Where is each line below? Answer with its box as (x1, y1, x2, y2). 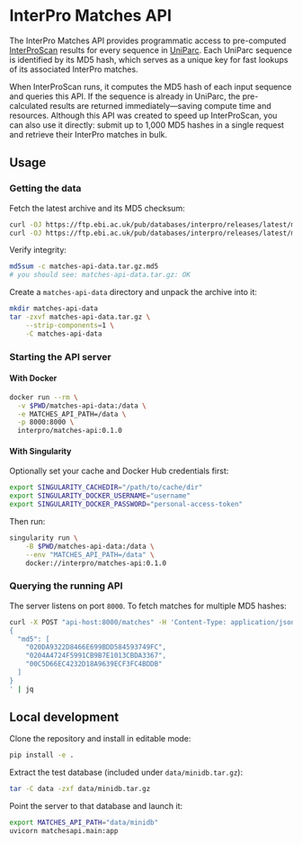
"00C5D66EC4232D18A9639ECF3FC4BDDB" (25, 660, 164, 669)
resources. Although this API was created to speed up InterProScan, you (9, 110, 278, 121)
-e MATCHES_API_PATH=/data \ (17, 409, 127, 418)
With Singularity (9, 445, 72, 456)
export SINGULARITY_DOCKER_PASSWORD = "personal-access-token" (9, 500, 244, 509)
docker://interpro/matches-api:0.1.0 (25, 559, 167, 568)
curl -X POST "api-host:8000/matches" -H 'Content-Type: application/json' (9, 617, 299, 626)
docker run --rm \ (9, 392, 78, 401)
